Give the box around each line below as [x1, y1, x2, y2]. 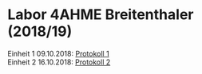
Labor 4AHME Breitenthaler [7, 6, 194, 24]
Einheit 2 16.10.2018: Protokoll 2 [7, 57, 111, 67]
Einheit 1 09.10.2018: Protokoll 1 [7, 49, 109, 58]
